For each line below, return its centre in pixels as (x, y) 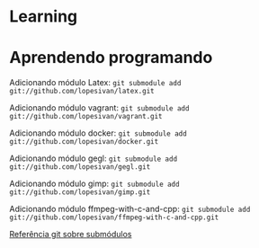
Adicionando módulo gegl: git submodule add (94, 158)
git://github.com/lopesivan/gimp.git (80, 192)
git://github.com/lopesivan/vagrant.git (86, 117)
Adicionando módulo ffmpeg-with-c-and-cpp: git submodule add (130, 209)
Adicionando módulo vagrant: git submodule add (99, 108)
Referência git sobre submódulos (71, 235)
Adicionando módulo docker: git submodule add (98, 133)
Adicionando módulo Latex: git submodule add (95, 83)
